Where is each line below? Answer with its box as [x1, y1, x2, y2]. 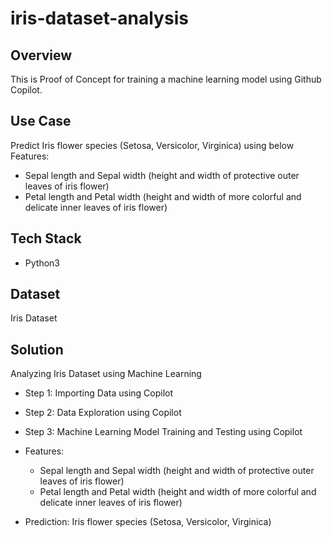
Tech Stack [10, 230, 82, 247]
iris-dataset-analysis [10, 7, 189, 30]
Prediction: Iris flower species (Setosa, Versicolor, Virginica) [24, 516, 272, 528]
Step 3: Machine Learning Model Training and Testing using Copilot [24, 426, 303, 438]
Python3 [24, 257, 60, 269]
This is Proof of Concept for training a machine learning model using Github [10, 73, 322, 85]
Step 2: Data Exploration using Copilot [24, 407, 182, 419]
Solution [10, 341, 64, 358]
